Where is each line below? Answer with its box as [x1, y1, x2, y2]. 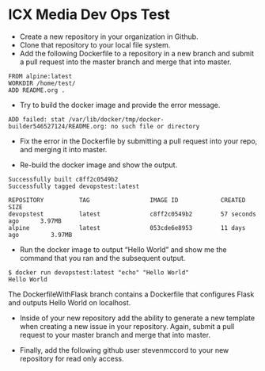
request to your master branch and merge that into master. [19, 330, 211, 339]
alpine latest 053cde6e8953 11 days [8, 224, 246, 231]
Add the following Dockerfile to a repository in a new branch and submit [19, 48, 255, 58]
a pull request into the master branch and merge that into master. [19, 57, 232, 67]
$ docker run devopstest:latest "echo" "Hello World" [8, 268, 190, 277]
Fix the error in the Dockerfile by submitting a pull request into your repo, [19, 136, 258, 146]
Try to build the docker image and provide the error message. [19, 100, 221, 109]
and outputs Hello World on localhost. [8, 297, 131, 307]
